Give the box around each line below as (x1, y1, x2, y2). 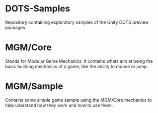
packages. (5, 24, 27, 30)
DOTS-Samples (5, 3, 71, 14)
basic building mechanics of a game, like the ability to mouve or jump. (5, 63, 148, 69)
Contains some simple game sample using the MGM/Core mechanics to (5, 97, 152, 103)
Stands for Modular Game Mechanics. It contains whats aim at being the (5, 58, 153, 64)
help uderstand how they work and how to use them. (5, 102, 113, 108)
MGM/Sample (5, 81, 64, 92)
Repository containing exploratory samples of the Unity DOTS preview (5, 19, 149, 25)
